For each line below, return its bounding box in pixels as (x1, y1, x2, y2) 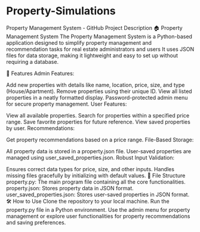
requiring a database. (6, 58, 59, 65)
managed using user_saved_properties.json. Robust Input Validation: (6, 154, 175, 161)
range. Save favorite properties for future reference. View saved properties (6, 118, 191, 125)
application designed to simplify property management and (6, 39, 152, 46)
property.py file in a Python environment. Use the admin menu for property (6, 206, 190, 213)
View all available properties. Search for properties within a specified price (6, 112, 190, 119)
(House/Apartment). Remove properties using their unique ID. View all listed (6, 88, 192, 95)
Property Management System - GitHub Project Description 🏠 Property (6, 24, 183, 31)
